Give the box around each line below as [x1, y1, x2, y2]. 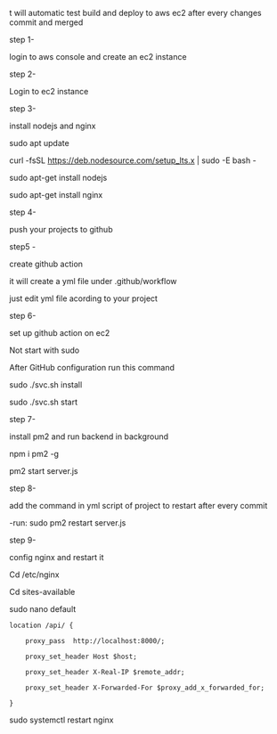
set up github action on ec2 [9, 328, 110, 338]
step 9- [9, 534, 37, 545]
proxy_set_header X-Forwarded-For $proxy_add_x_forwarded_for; [25, 683, 265, 692]
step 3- [9, 103, 37, 114]
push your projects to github [9, 224, 113, 234]
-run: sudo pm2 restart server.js [9, 518, 126, 528]
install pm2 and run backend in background [9, 431, 169, 442]
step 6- [9, 311, 37, 321]
